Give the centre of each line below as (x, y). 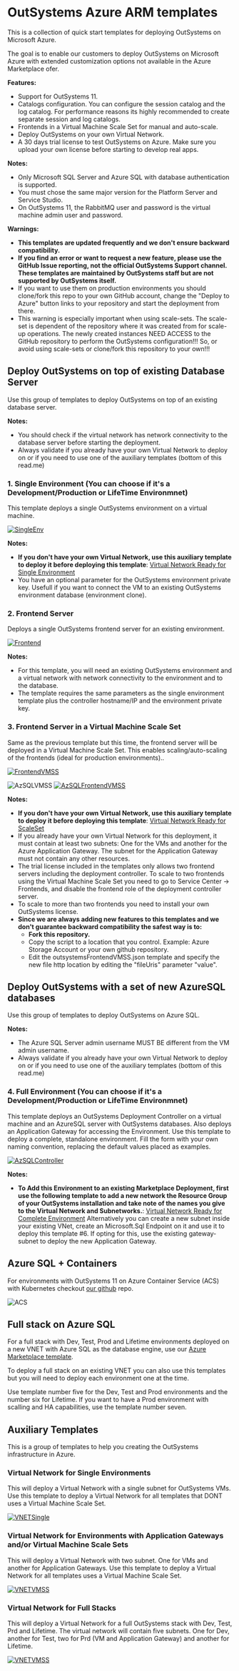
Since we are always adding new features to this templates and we (118, 919)
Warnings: (23, 228)
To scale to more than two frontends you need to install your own (113, 904)
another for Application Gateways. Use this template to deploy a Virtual (112, 1568)
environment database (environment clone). (82, 595)
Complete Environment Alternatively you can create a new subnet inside (124, 1218)
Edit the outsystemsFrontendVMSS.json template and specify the (124, 957)
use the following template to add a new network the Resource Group (122, 1195)
